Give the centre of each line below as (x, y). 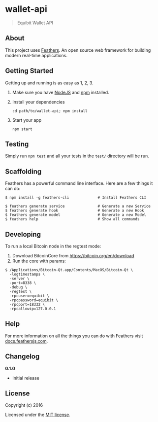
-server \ (19, 279)
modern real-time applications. (36, 55)
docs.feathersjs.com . (27, 341)
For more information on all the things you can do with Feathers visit (74, 336)
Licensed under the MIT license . (38, 415)
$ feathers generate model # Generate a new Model (76, 215)
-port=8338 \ (23, 283)
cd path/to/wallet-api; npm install (50, 111)
